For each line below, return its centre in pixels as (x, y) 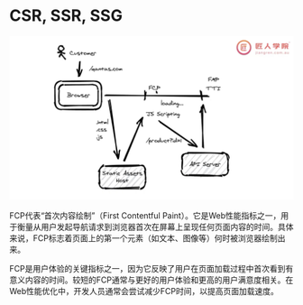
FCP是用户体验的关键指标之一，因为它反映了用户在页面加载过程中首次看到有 (151, 268)
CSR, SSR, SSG (66, 16)
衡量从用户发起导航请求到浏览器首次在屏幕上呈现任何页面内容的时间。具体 (155, 226)
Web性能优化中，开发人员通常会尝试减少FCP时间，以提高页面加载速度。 (144, 291)
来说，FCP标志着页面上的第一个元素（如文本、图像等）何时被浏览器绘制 (143, 238)
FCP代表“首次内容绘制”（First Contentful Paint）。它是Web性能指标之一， (145, 215)
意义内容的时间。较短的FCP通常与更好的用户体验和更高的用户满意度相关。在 (151, 280)
